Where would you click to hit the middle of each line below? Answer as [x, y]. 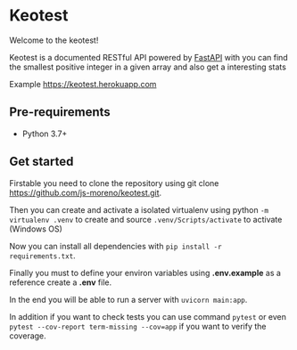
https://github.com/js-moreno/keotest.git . [86, 192]
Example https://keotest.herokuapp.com [83, 84]
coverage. [28, 336]
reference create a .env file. [61, 282]
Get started [41, 162]
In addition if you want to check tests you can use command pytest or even [148, 316]
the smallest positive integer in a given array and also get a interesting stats [148, 67]
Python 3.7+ [45, 134]
